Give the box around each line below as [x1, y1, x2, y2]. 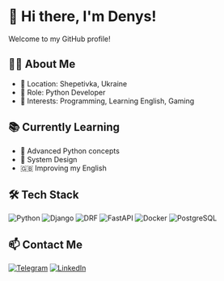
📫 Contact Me [8, 237, 83, 251]
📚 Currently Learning [8, 120, 120, 134]
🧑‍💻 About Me [8, 57, 76, 71]
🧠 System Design [19, 154, 78, 164]
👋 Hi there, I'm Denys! [8, 7, 157, 26]
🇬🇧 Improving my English [19, 163, 107, 173]
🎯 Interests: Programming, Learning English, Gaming [19, 96, 195, 106]
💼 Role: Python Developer [19, 87, 106, 97]
